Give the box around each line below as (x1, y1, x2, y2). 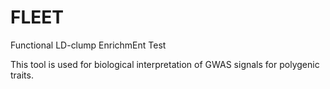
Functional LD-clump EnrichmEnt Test (10, 39, 167, 51)
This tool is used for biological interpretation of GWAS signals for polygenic (10, 58, 320, 70)
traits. (10, 69, 34, 81)
